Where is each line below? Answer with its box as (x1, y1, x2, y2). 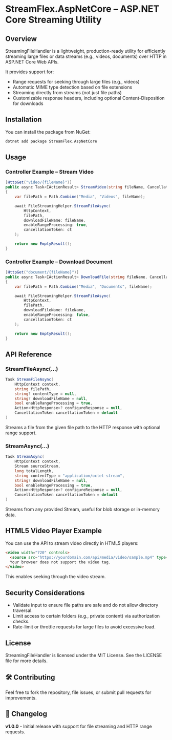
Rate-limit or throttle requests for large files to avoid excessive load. (12, 624, 156, 630)
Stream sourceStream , (14, 464, 60, 469)
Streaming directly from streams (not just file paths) (12, 90, 122, 95)
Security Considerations (5, 588, 85, 597)
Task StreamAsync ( (5, 454, 45, 459)
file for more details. (5, 658, 48, 664)
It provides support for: (5, 69, 54, 75)
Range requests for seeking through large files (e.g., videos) (12, 79, 140, 84)
